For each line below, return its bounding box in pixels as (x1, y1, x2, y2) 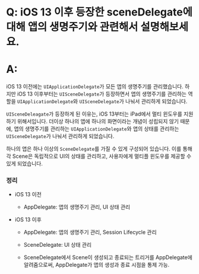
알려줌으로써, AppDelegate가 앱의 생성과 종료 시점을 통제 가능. (23, 262, 170, 269)
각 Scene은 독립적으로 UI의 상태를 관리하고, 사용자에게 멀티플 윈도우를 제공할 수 (6, 152, 192, 160)
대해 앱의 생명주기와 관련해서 (6, 20, 138, 34)
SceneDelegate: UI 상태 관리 (23, 241, 92, 248)
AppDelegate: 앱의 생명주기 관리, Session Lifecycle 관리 (23, 229, 157, 236)
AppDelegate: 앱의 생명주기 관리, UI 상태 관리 (23, 203, 131, 211)
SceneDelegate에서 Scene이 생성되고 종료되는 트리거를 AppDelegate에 (23, 254, 193, 261)
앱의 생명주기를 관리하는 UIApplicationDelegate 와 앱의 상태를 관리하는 (14, 125, 179, 132)
